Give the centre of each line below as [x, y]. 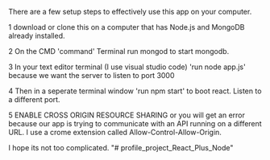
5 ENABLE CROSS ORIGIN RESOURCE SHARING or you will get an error [127, 115]
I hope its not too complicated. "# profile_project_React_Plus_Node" [121, 148]
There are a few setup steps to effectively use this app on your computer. [130, 12]
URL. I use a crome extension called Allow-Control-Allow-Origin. [115, 132]
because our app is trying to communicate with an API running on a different [135, 123]
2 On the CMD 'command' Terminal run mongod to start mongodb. [119, 51]
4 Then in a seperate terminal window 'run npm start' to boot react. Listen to [135, 91]
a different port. [34, 99]
